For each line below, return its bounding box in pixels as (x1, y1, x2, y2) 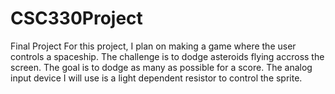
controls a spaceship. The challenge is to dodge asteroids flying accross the (10, 50, 325, 62)
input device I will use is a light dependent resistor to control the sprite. (10, 72, 303, 84)
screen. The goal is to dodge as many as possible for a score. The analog (10, 61, 313, 73)
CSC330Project (10, 7, 143, 30)
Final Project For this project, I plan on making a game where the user (10, 40, 297, 52)
